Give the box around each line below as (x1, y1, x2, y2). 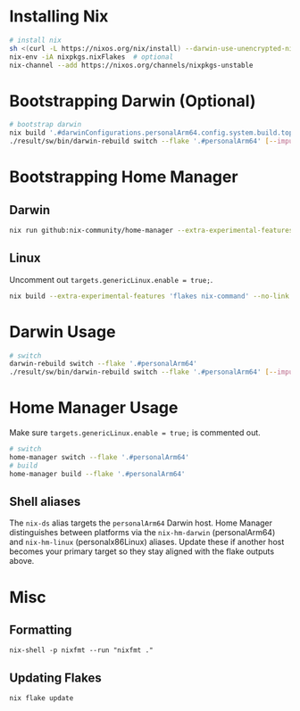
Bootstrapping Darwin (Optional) (9, 91, 256, 111)
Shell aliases (9, 493, 81, 509)
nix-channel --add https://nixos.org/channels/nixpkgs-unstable (9, 61, 254, 70)
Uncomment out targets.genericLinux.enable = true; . (9, 274, 213, 285)
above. (9, 556, 35, 566)
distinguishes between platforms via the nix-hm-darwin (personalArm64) (9, 527, 276, 538)
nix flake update (9, 694, 74, 703)
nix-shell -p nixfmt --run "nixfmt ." (9, 646, 154, 655)
